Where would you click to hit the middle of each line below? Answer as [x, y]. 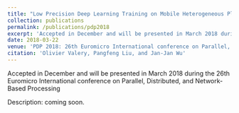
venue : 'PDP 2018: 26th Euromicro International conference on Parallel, [119, 47]
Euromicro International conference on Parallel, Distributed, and [101, 81]
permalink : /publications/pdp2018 [59, 27]
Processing [44, 88]
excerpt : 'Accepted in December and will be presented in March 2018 [113, 34]
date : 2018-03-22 [33, 40]
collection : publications [46, 20]
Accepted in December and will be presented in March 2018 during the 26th [118, 73]
